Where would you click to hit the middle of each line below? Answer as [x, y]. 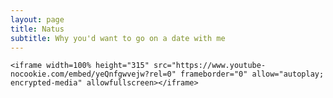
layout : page [37, 19]
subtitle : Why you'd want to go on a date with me [118, 38]
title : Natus [37, 29]
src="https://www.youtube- [210, 66]
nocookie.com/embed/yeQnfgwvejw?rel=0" [93, 74]
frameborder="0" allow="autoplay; [252, 74]
